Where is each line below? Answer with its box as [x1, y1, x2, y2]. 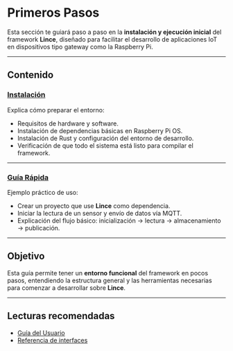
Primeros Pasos [7, 5, 100, 21]
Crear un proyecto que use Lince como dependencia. [17, 201, 171, 209]
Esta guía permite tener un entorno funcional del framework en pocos [7, 268, 209, 277]
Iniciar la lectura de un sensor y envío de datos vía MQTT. [17, 209, 182, 217]
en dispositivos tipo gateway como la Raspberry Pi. [7, 42, 154, 51]
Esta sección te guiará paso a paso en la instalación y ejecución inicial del [7, 28, 222, 36]
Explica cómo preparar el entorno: [7, 105, 105, 114]
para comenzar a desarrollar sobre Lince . [7, 283, 126, 292]
